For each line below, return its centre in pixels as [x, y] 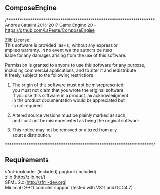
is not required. [27, 105]
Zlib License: [18, 40]
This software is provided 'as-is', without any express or [62, 45]
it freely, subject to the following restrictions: [50, 75]
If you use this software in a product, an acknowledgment [70, 95]
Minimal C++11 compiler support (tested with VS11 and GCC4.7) [69, 187]
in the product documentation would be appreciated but [69, 100]
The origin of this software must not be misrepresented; [68, 85]
